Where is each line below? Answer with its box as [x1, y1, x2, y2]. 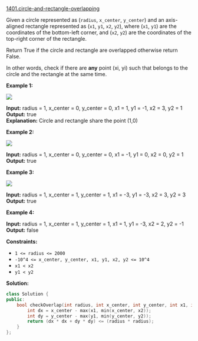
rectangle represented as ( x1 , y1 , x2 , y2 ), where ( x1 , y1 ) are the [25, 23, 177, 29]
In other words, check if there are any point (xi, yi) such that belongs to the [6, 64, 189, 71]
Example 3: [6, 169, 34, 176]
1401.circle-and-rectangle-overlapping [6, 5, 100, 12]
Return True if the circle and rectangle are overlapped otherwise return [6, 47, 178, 54]
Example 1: [6, 82, 34, 89]
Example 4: [6, 209, 34, 216]
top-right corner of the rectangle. [6, 35, 87, 42]
